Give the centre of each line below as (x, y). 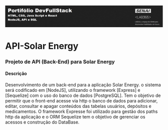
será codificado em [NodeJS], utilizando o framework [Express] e (73, 90)
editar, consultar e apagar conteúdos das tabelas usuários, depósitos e (78, 106)
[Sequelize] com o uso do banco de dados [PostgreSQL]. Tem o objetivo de (83, 95)
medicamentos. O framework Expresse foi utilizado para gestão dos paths (81, 111)
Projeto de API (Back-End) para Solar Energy (60, 62)
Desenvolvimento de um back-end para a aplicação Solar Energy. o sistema (83, 85)
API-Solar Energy (42, 46)
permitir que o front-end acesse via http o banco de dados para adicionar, (81, 100)
